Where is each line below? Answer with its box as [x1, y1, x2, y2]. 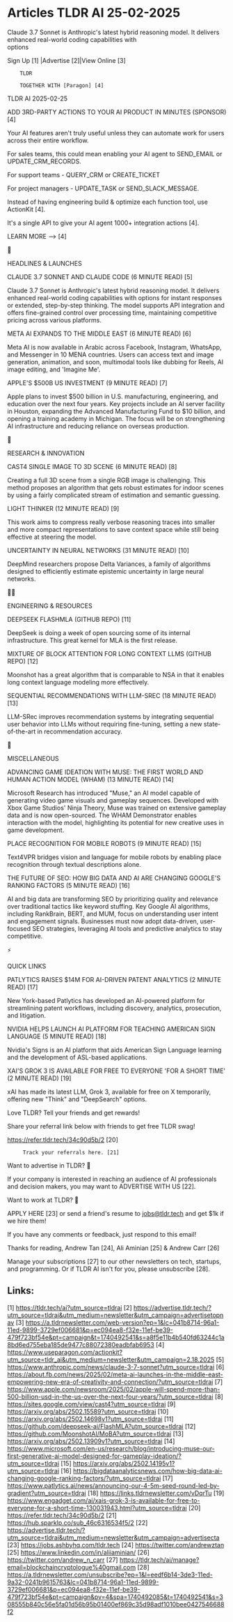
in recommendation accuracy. [37, 727, 123, 736]
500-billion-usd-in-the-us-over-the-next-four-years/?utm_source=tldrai [7, 1392, 214, 1401]
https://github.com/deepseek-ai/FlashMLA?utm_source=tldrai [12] [7, 1422, 196, 1430]
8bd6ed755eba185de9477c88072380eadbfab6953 [7, 1340, 154, 1348]
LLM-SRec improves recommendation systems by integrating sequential [7, 712, 214, 720]
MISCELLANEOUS [7, 754, 59, 762]
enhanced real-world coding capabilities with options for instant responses [7, 293, 223, 302]
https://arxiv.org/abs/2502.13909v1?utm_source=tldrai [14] [7, 1436, 175, 1445]
